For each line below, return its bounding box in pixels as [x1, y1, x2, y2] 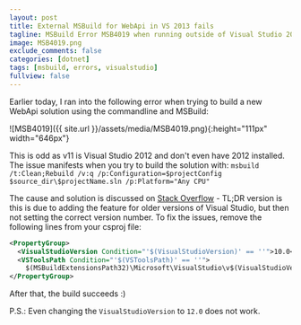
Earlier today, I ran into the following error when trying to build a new [9, 96, 262, 107]
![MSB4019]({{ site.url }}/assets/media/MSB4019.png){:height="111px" [9, 123, 268, 134]
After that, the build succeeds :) [9, 288, 126, 299]
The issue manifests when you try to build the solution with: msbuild [9, 159, 260, 171]
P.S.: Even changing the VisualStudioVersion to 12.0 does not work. [9, 306, 261, 317]
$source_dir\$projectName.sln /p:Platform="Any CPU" [9, 177, 211, 186]
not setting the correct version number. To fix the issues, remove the [9, 212, 262, 223]
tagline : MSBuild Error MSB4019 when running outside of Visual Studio [9, 30, 282, 39]
